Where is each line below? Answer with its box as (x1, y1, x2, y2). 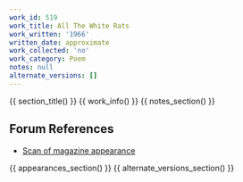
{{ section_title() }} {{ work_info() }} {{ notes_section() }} (9, 95, 216, 106)
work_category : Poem (9, 54, 87, 63)
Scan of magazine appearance (21, 145, 136, 156)
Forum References (9, 121, 114, 136)
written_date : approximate (9, 37, 110, 47)
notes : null (9, 63, 54, 72)
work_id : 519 (9, 12, 58, 22)
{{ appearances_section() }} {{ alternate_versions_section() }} (9, 162, 235, 173)
